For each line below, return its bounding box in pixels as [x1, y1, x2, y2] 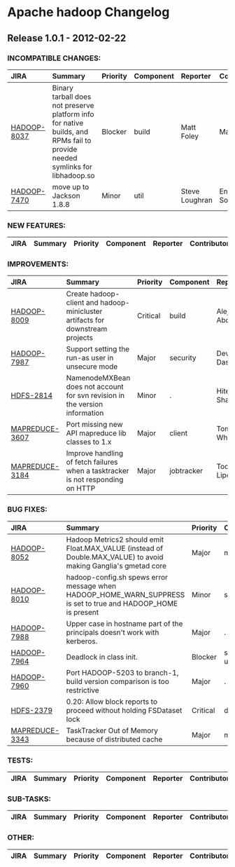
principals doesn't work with [66, 627, 159, 637]
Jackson [52, 191, 80, 200]
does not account [66, 382, 124, 392]
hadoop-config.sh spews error [66, 572, 168, 582]
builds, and [52, 127, 89, 137]
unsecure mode [66, 362, 118, 371]
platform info [52, 109, 94, 119]
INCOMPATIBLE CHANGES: [7, 53, 101, 63]
